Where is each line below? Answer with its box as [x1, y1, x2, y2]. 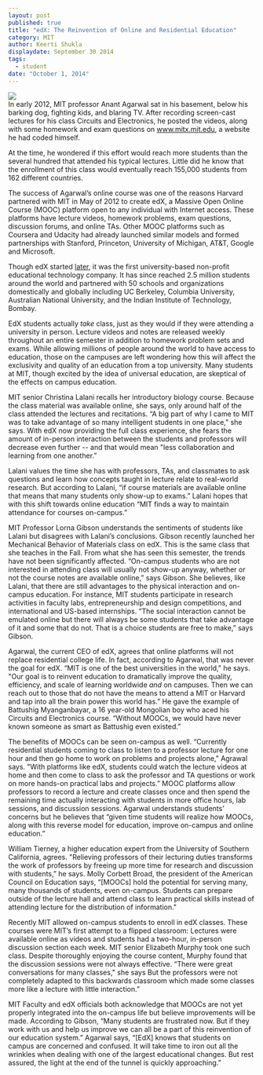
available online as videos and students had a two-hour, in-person [8, 934, 222, 943]
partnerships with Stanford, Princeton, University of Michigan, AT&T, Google [8, 238, 254, 247]
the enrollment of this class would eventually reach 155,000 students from [8, 164, 247, 174]
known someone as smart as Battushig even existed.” [8, 722, 181, 731]
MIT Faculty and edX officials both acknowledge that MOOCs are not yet [8, 999, 243, 1009]
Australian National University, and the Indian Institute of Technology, [8, 295, 232, 305]
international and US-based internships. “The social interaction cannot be [8, 606, 246, 616]
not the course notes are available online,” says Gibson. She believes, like [8, 572, 246, 582]
